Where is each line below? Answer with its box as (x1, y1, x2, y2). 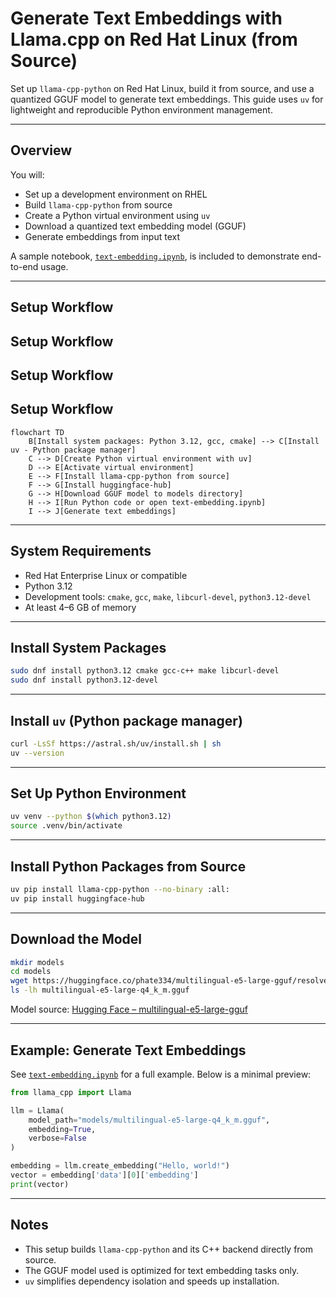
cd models (10, 967, 52, 977)
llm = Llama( (10, 1105, 65, 1116)
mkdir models (10, 957, 65, 967)
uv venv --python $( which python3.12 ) (10, 812, 172, 822)
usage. (40, 260, 69, 272)
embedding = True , (28, 1124, 97, 1134)
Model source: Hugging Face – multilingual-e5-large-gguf (10, 1003, 248, 1016)
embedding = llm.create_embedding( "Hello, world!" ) (10, 1161, 230, 1171)
